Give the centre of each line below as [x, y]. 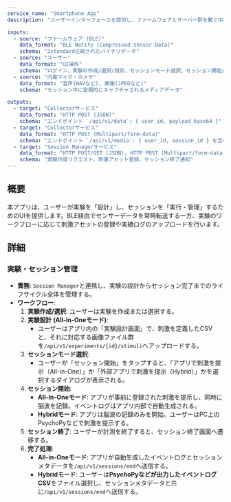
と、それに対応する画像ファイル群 [86, 336]
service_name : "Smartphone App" [53, 13]
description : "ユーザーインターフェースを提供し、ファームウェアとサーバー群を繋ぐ [113, 20]
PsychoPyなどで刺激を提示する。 [85, 422]
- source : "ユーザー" [42, 58]
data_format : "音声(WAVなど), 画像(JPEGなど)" [83, 83]
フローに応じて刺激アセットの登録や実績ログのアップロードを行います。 [121, 224]
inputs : [18, 32]
